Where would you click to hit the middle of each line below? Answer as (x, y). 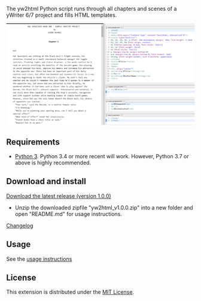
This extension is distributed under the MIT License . (70, 292)
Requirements (33, 142)
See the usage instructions (39, 259)
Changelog (20, 225)
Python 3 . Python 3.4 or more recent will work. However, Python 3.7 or (102, 156)
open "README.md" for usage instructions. (68, 214)
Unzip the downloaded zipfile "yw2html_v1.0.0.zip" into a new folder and (104, 207)
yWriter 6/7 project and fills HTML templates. (62, 15)
